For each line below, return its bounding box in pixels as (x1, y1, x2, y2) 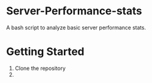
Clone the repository (14, 64, 66, 72)
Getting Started (6, 45, 85, 59)
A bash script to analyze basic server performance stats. (6, 24, 147, 31)
